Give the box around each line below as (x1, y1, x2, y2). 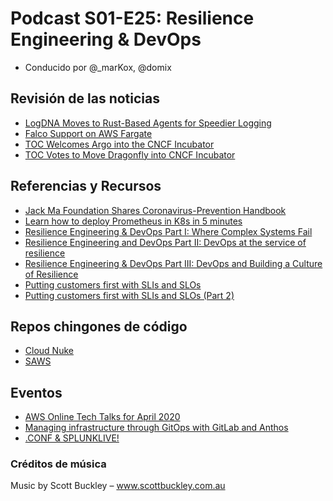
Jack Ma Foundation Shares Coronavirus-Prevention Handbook (24, 204, 287, 216)
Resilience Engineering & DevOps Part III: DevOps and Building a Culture (24, 257, 323, 269)
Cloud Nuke (24, 345, 74, 357)
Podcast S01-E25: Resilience (10, 7, 255, 30)
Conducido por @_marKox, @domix (24, 61, 172, 73)
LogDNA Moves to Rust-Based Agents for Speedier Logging (24, 117, 272, 129)
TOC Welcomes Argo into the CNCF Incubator (24, 138, 215, 150)
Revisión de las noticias (10, 90, 160, 107)
